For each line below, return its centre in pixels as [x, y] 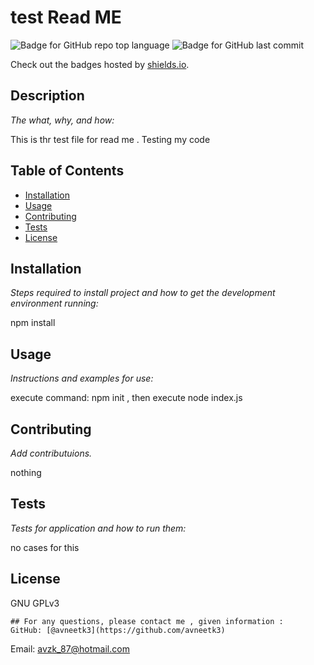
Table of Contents [67, 171]
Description [47, 96]
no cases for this [45, 547]
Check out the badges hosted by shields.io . [100, 64]
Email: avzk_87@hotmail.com [70, 648]
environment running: [54, 303]
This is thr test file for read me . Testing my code [110, 139]
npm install [33, 323]
